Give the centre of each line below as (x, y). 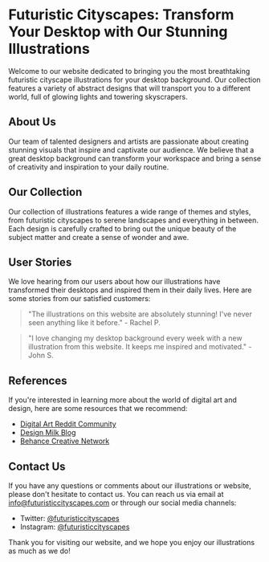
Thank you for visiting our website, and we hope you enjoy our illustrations (132, 542)
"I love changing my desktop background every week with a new (135, 338)
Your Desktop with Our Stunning (118, 32)
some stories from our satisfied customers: (79, 299)
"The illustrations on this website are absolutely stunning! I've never (140, 314)
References (38, 380)
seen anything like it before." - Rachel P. (94, 323)
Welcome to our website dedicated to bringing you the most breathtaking (129, 71)
